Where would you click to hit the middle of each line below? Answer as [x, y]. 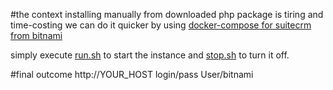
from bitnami [36, 35]
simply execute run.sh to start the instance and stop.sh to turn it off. [150, 55]
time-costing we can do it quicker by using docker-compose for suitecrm [161, 25]
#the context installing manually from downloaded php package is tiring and [167, 14]
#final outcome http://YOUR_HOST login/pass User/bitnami [132, 74]
